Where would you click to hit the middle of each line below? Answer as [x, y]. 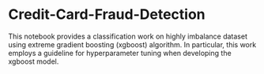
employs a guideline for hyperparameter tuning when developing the [120, 53]
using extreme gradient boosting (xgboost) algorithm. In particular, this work [132, 44]
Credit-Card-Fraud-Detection [107, 15]
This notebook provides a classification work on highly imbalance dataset [128, 36]
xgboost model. [34, 61]
